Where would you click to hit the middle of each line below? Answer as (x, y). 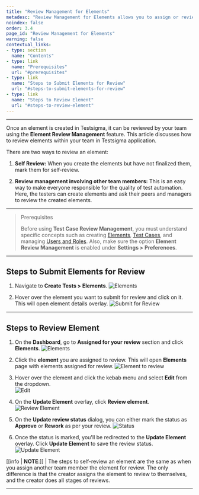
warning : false (25, 39)
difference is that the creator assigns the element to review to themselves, (97, 474)
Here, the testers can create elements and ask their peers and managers (103, 194)
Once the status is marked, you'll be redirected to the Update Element (100, 437)
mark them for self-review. (47, 170)
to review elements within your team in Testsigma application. (81, 140)
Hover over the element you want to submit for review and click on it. (99, 298)
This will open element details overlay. (61, 304)
